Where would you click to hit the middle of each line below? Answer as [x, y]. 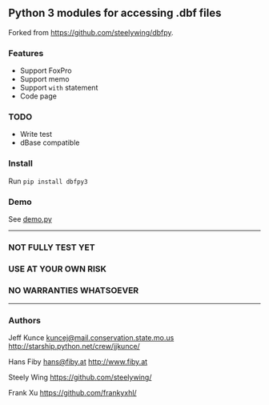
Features [26, 53]
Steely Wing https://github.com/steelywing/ [80, 377]
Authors [25, 321]
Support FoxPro [46, 70]
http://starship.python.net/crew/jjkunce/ [74, 347]
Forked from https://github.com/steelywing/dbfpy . [91, 32]
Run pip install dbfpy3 [48, 181]
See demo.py [30, 219]
